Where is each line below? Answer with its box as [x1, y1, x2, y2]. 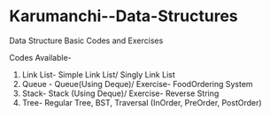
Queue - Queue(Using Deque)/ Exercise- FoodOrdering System [21, 78, 254, 89]
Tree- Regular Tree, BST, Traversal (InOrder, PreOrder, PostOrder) [21, 97, 263, 107]
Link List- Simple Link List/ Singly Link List [21, 69, 175, 80]
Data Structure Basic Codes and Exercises [9, 35, 164, 46]
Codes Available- [9, 52, 73, 62]
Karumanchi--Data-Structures [9, 6, 239, 26]
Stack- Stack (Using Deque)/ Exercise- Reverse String [21, 88, 220, 99]
